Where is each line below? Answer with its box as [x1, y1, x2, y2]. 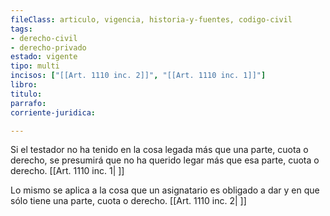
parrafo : [10, 98, 47, 108]
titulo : [10, 89, 43, 99]
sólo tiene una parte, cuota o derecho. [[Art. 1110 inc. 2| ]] [10, 195, 247, 207]
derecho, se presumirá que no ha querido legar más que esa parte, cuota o [10, 154, 320, 166]
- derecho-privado [10, 42, 87, 53]
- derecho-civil [10, 33, 78, 43]
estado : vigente [10, 52, 78, 62]
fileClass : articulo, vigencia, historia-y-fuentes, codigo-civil [10, 14, 293, 25]
